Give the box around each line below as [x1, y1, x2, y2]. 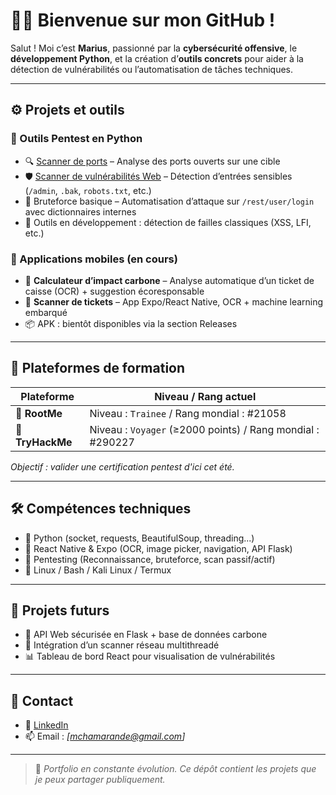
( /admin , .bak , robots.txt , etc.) [24, 184, 152, 196]
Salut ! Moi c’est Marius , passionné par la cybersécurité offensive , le [10, 42, 298, 54]
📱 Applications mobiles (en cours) [10, 252, 178, 266]
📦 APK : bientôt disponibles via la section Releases [24, 317, 238, 329]
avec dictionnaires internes [24, 205, 137, 218]
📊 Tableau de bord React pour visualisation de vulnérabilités [24, 650, 276, 663]
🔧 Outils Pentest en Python [10, 132, 143, 146]
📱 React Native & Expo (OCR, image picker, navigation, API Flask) [24, 542, 293, 554]
